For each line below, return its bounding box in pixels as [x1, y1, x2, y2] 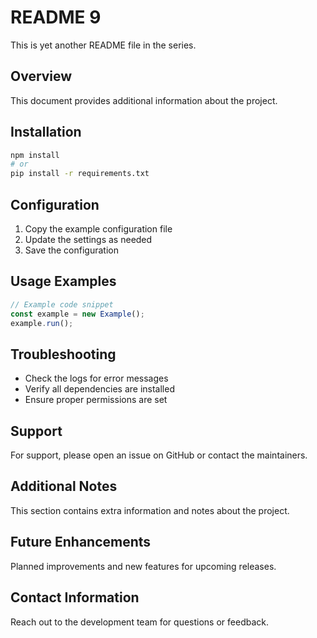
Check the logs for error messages [24, 372, 169, 385]
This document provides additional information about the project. [10, 94, 278, 106]
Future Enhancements [10, 534, 152, 551]
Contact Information [10, 589, 140, 606]
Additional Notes [10, 478, 118, 495]
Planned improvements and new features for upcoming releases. [10, 560, 277, 572]
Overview [10, 68, 73, 85]
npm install [10, 150, 60, 160]
